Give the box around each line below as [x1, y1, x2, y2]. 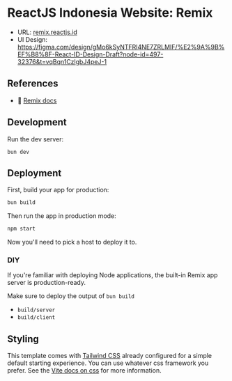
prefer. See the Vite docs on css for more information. [7, 366, 162, 375]
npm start [7, 225, 36, 233]
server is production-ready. [7, 279, 86, 287]
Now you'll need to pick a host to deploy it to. [7, 238, 137, 247]
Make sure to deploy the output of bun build [7, 292, 134, 300]
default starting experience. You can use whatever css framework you [7, 359, 209, 367]
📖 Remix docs [17, 96, 57, 104]
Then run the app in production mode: [7, 212, 116, 220]
